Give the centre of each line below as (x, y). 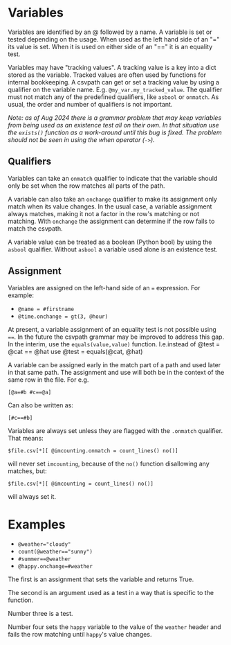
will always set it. (32, 496)
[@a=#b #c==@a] (30, 392)
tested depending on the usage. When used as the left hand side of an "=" (114, 39)
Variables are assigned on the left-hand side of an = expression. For (104, 288)
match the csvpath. (35, 228)
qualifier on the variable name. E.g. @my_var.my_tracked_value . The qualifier (115, 89)
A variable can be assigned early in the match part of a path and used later (114, 364)
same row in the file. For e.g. (48, 380)
